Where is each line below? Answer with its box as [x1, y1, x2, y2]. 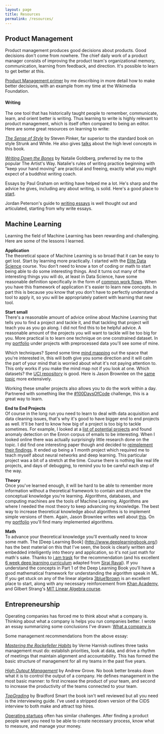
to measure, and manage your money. [5, 723, 82, 729]
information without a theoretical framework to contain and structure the [5, 488, 151, 494]
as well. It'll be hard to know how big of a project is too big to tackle [5, 421, 141, 427]
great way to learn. [5, 396, 43, 402]
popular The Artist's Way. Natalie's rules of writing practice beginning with [5, 160, 155, 167]
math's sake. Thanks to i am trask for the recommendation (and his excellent [5, 555, 160, 560]
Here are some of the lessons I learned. [5, 238, 85, 244]
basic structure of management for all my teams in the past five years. [5, 658, 147, 664]
